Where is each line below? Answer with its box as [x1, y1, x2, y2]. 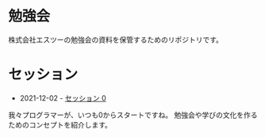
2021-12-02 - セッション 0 [19, 93, 106, 103]
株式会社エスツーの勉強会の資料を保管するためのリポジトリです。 [8, 35, 224, 44]
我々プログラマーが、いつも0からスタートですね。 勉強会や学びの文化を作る [8, 110, 258, 120]
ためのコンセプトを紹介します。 [8, 120, 113, 129]
